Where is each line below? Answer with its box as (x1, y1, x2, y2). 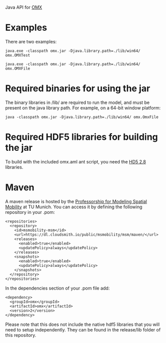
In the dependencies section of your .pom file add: (5, 285, 110, 291)
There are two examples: (5, 38, 57, 44)
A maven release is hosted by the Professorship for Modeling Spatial (5, 198, 147, 204)
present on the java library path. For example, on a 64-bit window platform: (5, 104, 161, 110)
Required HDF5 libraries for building (5, 131, 158, 143)
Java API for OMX (5, 5, 42, 10)
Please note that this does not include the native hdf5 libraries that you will (5, 321, 160, 327)
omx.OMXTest (5, 52, 30, 58)
